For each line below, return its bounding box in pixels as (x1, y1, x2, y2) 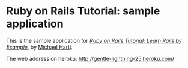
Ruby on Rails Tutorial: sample (6, 4, 160, 18)
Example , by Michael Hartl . (6, 43, 73, 51)
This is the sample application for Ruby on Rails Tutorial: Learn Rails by (6, 37, 182, 44)
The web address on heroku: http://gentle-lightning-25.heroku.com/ (6, 55, 175, 62)
